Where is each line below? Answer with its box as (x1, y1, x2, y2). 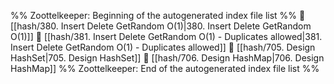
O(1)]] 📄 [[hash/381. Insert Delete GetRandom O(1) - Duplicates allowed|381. (10, 31, 323, 42)
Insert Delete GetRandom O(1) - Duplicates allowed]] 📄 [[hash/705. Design (10, 41, 316, 53)
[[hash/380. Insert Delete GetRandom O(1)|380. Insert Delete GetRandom (10, 20, 312, 32)
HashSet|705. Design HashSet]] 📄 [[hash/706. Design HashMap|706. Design (10, 52, 325, 64)
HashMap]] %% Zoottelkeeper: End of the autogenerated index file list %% (10, 63, 320, 74)
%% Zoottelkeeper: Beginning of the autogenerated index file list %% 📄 (10, 10, 306, 21)
